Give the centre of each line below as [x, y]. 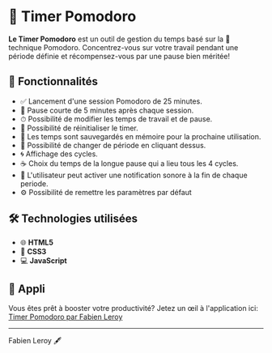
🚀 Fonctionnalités [53, 81]
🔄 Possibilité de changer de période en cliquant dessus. [113, 145]
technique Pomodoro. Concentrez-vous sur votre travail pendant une [123, 47]
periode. [34, 183]
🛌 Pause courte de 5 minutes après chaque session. [107, 110]
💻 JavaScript [43, 260]
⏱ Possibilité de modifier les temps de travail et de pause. [116, 119]
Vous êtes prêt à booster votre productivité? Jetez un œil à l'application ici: [134, 308]
